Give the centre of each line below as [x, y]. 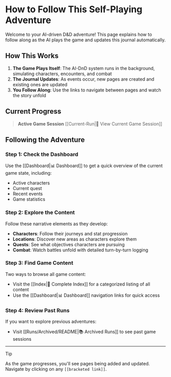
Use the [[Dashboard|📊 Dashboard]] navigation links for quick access [86, 295]
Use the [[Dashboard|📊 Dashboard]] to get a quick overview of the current [84, 166]
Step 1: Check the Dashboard [42, 154]
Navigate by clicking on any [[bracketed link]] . [56, 369]
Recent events [28, 194]
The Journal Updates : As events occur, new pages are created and [83, 79]
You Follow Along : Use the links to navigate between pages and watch [87, 90]
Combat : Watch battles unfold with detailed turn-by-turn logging [80, 250]
